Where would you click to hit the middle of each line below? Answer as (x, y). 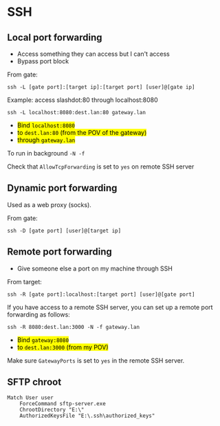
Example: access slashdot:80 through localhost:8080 (82, 100)
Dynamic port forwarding (62, 188)
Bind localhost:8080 (46, 125)
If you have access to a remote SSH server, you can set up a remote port (110, 307)
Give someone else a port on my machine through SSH (95, 268)
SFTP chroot (34, 382)
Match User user (30, 398)
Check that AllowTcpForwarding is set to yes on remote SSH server (101, 167)
